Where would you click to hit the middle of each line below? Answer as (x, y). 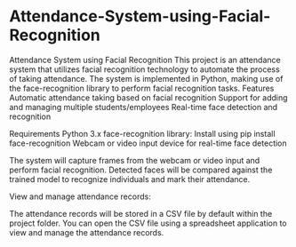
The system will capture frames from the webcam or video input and (135, 160)
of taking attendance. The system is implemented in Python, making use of (146, 78)
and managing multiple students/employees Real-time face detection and (144, 107)
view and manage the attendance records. (87, 232)
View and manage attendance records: (80, 196)
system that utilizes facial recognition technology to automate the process (144, 69)
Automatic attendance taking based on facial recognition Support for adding (148, 97)
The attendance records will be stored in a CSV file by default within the (141, 213)
